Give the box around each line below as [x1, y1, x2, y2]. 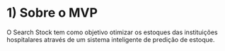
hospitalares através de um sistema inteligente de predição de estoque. [6, 35, 215, 43]
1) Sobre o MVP [6, 5, 98, 21]
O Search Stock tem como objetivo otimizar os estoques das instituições [6, 28, 218, 36]
